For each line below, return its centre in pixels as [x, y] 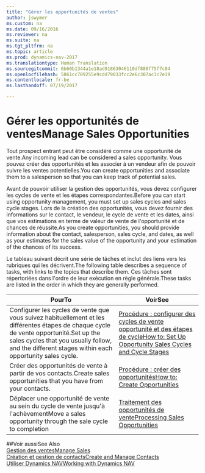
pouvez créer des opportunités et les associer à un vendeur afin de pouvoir [101, 164]
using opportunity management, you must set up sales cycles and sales [96, 201]
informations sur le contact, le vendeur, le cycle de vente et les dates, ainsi [100, 215]
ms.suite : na [23, 40]
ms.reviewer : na [27, 35]
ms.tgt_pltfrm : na [30, 46]
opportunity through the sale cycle [59, 421]
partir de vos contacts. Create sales [59, 373]
